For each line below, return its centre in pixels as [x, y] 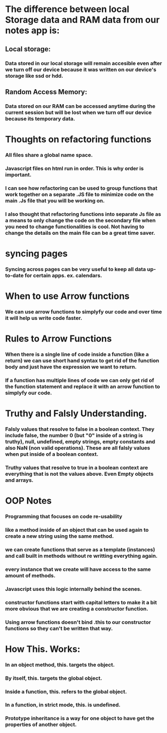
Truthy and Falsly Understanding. [76, 414]
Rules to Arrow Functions [59, 339]
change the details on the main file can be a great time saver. [80, 233]
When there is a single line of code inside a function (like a [77, 354]
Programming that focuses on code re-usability [64, 517]
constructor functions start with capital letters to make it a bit [81, 602]
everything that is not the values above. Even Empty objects [79, 474]
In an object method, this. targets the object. [60, 664]
